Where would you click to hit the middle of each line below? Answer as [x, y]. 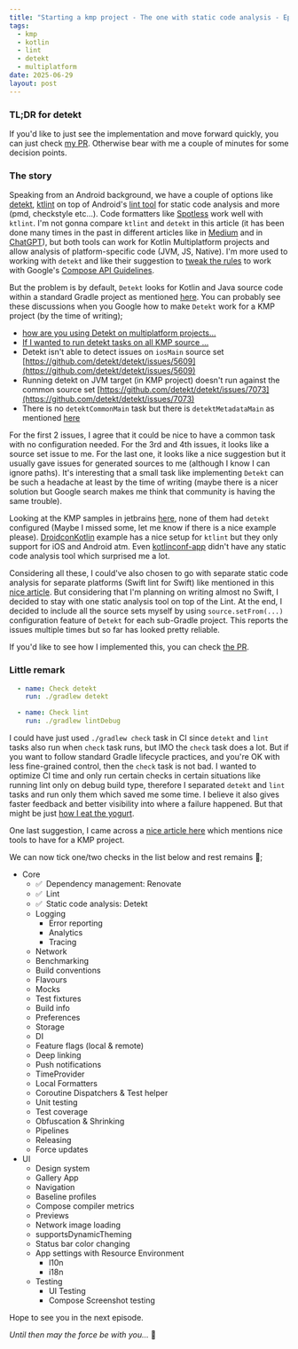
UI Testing [67, 1291]
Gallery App [57, 1178]
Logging [51, 914]
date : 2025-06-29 [41, 75]
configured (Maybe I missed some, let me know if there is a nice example [143, 528]
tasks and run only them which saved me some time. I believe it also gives [144, 794]
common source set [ [61, 390]
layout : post [33, 83]
